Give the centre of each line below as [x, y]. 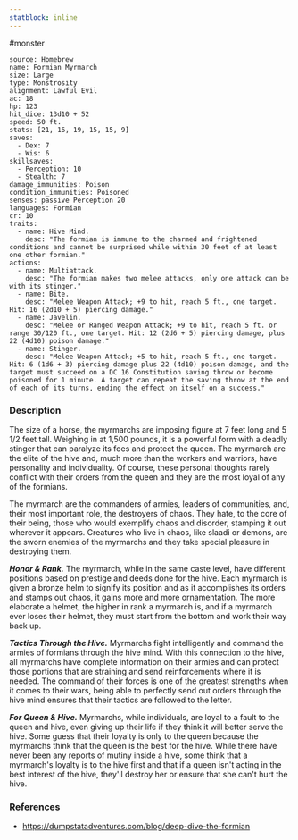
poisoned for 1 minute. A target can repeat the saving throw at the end [149, 380]
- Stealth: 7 [41, 176]
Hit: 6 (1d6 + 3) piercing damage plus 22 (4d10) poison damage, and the [149, 364]
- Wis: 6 [33, 153]
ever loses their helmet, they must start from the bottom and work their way [148, 616]
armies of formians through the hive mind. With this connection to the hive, [147, 652]
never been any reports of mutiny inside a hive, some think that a [128, 755]
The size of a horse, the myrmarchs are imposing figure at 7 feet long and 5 [148, 429]
